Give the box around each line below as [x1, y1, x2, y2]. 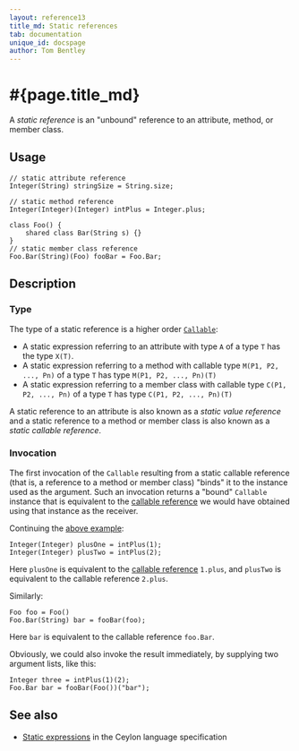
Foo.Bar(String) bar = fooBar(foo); [9, 615, 146, 625]
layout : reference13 [9, 13, 87, 22]
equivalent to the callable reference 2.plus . [9, 573, 168, 584]
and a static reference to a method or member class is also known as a [9, 415, 270, 426]
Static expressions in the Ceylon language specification [21, 731, 227, 742]
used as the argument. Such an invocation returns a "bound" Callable [9, 486, 268, 497]
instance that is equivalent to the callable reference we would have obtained [9, 496, 291, 507]
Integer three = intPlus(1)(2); [9, 675, 130, 685]
